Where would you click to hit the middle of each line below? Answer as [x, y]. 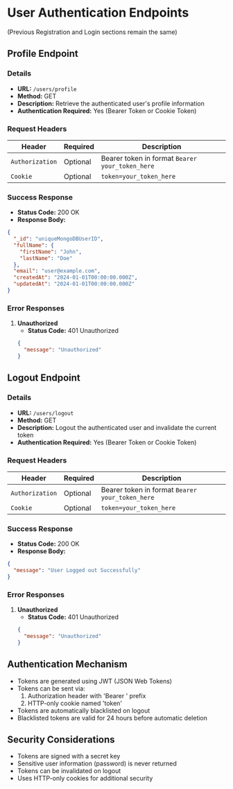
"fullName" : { [34, 245]
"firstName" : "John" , [51, 252]
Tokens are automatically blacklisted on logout [84, 710]
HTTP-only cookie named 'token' [75, 703]
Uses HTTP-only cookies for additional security [85, 779]
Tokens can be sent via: [51, 688]
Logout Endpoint [44, 378]
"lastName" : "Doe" [46, 258]
